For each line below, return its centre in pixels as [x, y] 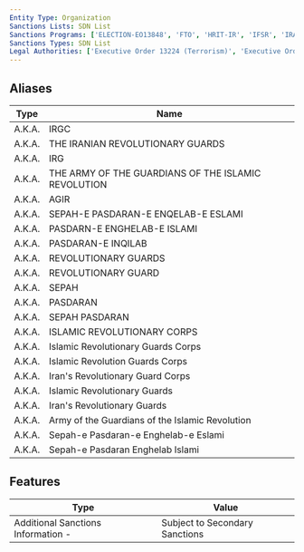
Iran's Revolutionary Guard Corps [119, 375]
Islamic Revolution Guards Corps [118, 361]
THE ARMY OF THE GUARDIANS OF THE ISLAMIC [155, 173]
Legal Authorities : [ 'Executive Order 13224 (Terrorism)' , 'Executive [145, 52]
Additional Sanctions [58, 522]
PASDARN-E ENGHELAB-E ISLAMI [123, 228]
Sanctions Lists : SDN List [60, 26]
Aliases [31, 88]
